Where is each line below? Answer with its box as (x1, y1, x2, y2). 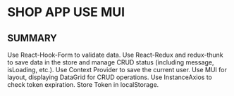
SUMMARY (7, 32, 58, 44)
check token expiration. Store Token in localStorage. (7, 81, 159, 88)
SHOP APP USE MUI (7, 4, 125, 20)
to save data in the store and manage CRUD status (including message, (7, 58, 214, 67)
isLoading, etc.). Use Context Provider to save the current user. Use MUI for (7, 66, 227, 74)
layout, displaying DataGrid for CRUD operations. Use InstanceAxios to (7, 73, 213, 81)
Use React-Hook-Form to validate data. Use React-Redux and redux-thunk (7, 50, 223, 59)
